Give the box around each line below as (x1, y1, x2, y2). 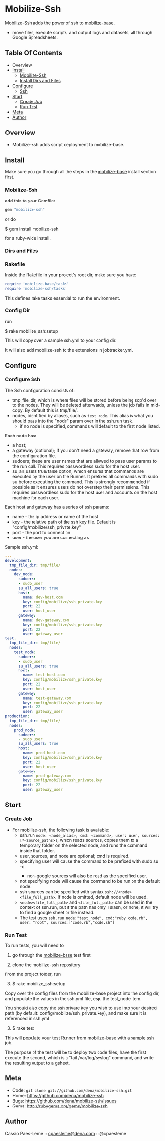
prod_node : (14, 728, 36, 733)
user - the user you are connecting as (12, 535, 89, 540)
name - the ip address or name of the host (12, 513, 99, 519)
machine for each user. (12, 494, 59, 501)
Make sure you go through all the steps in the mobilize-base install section (5, 169, 156, 175)
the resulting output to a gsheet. (5, 1060, 70, 1066)
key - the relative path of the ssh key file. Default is (12, 519, 116, 525)
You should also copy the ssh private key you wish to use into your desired (5, 1005, 157, 1011)
